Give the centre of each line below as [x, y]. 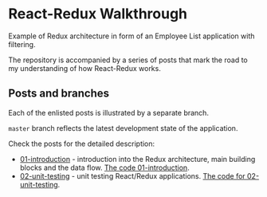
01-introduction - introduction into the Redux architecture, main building [137, 159]
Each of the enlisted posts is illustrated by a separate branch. [109, 112]
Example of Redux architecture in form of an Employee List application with [132, 36]
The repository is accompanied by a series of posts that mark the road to [128, 60]
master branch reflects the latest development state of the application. [123, 128]
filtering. [22, 44]
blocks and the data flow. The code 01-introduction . [104, 167]
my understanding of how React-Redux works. [84, 68]
